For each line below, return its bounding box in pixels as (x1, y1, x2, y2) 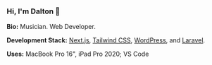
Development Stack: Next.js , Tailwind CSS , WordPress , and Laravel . (6, 36, 206, 45)
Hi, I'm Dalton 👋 (6, 6, 61, 16)
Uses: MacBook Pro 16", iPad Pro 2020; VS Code (6, 49, 149, 59)
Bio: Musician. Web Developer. (6, 23, 96, 31)
